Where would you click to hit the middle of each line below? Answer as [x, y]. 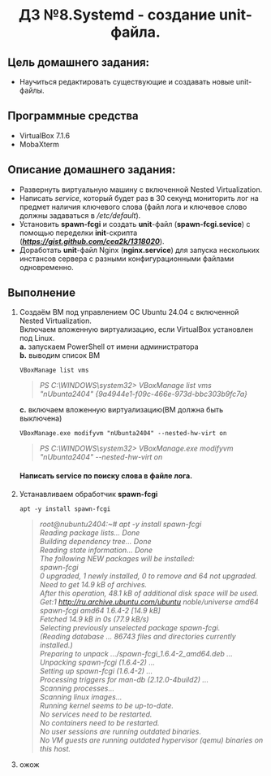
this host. [55, 748]
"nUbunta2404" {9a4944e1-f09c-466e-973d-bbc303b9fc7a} [144, 394]
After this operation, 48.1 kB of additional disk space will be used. [149, 593]
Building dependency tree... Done [95, 541]
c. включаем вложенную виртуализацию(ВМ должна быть [121, 410]
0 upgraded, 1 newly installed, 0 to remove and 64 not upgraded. [148, 576]
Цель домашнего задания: [79, 62]
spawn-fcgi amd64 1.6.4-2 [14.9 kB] [100, 610]
